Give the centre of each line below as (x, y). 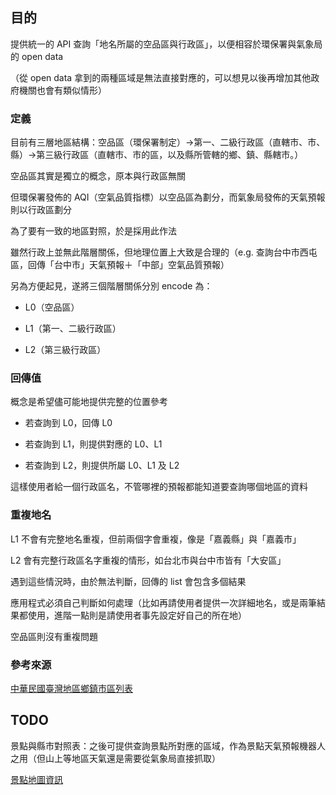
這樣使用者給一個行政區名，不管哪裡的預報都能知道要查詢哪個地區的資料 (159, 487)
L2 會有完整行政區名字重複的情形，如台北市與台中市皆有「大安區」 (148, 560)
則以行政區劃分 (41, 210)
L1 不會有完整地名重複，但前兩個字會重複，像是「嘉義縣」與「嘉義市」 (156, 539)
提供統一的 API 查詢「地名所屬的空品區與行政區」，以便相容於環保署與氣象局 (166, 44)
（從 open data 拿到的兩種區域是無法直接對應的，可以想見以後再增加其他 (161, 77)
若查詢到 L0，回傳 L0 (68, 423)
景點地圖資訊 (36, 779)
